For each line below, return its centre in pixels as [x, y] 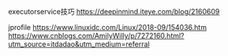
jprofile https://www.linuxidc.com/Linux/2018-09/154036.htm [108, 27]
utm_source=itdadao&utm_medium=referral [79, 44]
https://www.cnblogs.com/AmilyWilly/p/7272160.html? [96, 35]
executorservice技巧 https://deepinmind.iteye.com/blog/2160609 [114, 11]
